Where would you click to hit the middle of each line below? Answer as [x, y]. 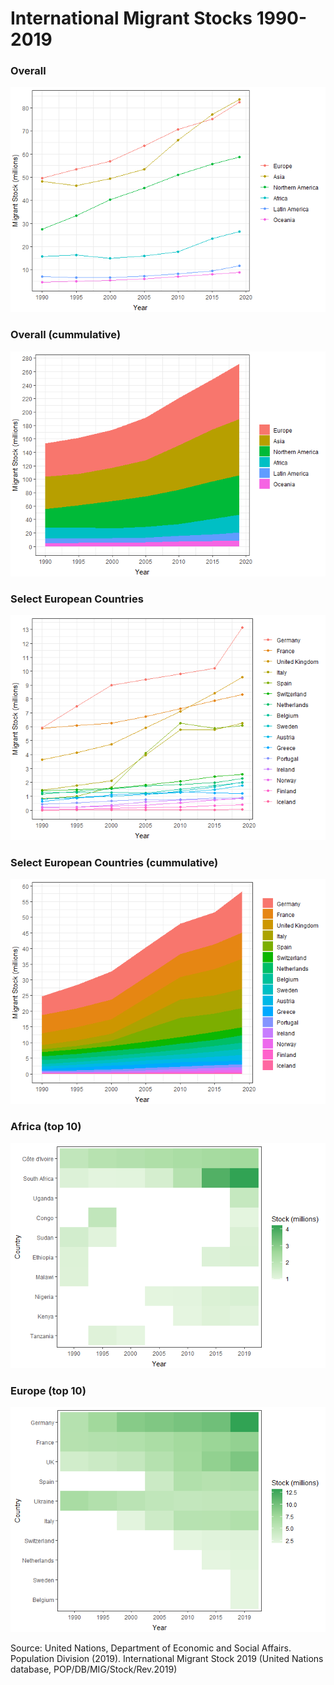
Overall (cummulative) [66, 335]
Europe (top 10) [48, 1390]
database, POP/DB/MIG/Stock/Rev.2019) [94, 1669]
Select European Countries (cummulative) [114, 862]
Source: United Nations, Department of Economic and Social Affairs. [151, 1648]
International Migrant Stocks [131, 18]
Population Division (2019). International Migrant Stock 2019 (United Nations [167, 1658]
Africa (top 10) [46, 1127]
